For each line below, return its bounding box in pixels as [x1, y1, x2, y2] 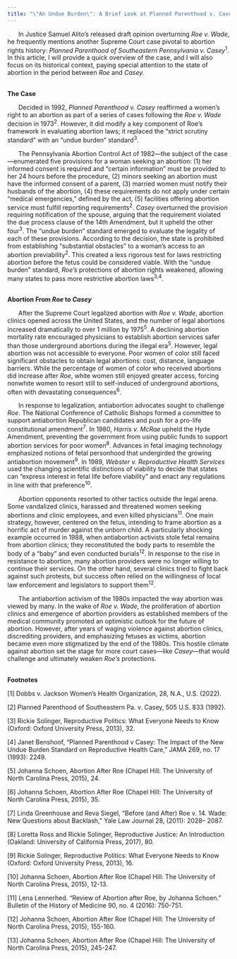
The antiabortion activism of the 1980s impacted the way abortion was [18, 594, 224, 602]
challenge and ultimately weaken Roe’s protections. [7, 654, 157, 662]
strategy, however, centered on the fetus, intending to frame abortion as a [7, 518, 222, 527]
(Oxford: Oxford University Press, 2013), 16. [7, 859, 134, 867]
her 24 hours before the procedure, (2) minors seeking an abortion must [7, 172, 217, 180]
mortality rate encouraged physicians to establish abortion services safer [7, 333, 220, 341]
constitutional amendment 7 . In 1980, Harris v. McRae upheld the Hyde [7, 424, 211, 433]
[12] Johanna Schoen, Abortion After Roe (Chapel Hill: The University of [7, 915, 216, 923]
